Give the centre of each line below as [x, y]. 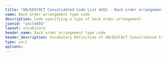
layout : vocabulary [25, 28]
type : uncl [16, 42]
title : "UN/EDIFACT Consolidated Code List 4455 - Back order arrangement [84, 10]
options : [14, 47]
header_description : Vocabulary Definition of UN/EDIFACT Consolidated [81, 38]
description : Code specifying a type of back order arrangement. [74, 19]
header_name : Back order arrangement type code [55, 33]
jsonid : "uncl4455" [25, 24]
